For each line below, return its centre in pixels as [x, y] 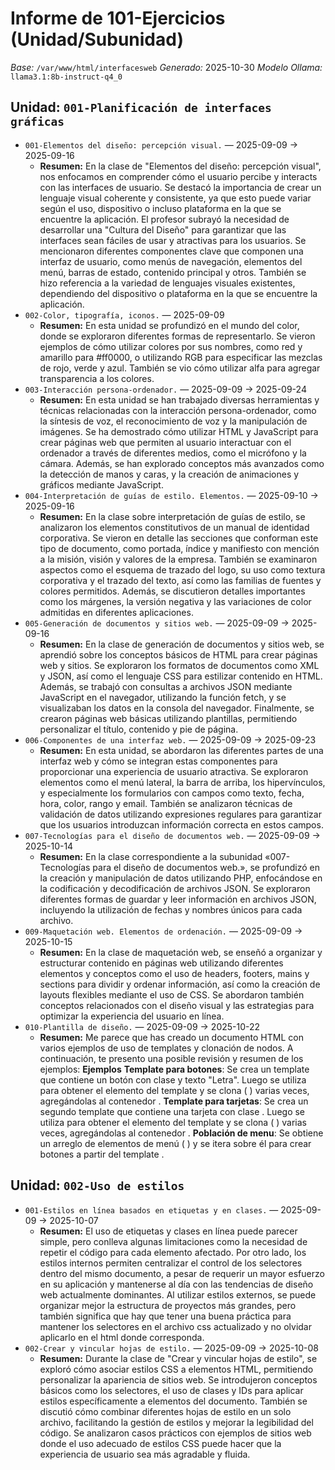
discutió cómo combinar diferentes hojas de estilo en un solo [165, 1411]
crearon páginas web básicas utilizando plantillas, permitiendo [168, 718]
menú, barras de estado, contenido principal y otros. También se [173, 272]
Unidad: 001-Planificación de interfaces [141, 107]
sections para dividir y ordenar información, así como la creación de [180, 984]
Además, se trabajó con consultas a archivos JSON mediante [166, 686]
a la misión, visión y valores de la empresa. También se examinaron [178, 559]
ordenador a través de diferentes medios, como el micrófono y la [173, 453]
